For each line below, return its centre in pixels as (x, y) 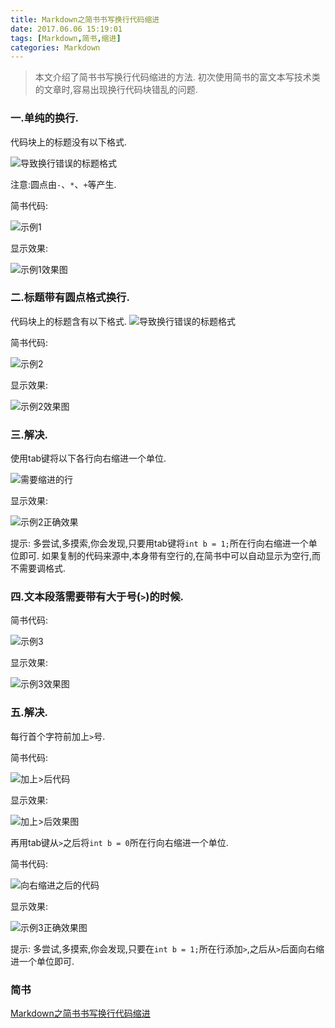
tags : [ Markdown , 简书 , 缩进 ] (66, 38)
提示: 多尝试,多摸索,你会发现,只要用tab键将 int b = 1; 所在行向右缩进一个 (159, 543)
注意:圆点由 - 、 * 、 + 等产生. (63, 184)
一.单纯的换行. (45, 118)
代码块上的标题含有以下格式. (69, 321)
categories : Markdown (55, 47)
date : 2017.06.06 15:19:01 (66, 29)
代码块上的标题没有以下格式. (69, 142)
